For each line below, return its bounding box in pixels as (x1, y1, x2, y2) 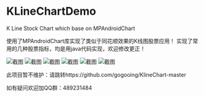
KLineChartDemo (6, 4, 96, 18)
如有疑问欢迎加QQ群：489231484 (6, 84, 93, 91)
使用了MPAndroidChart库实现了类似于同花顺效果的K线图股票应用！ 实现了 (6, 37, 193, 44)
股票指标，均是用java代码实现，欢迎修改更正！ (27, 45, 146, 52)
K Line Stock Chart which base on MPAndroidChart (6, 25, 135, 32)
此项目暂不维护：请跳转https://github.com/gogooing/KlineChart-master (6, 71, 187, 78)
